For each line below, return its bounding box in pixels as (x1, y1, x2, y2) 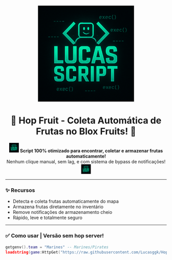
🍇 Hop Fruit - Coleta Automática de (10, 115, 162, 126)
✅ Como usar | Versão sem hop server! (5, 232, 104, 240)
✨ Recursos (5, 186, 35, 193)
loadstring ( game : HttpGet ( (5, 250, 60, 255)
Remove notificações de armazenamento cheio (12, 209, 113, 215)
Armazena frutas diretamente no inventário (12, 204, 104, 210)
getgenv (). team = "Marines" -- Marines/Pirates (5, 244, 109, 250)
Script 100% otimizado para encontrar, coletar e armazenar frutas (19, 147, 163, 154)
